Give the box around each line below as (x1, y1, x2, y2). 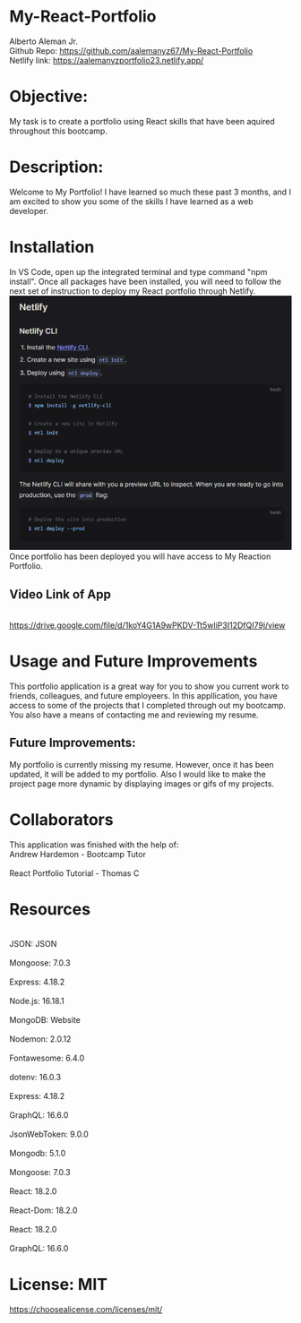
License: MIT (9, 1274, 107, 1294)
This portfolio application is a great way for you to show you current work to (9, 681, 289, 692)
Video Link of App (9, 587, 112, 602)
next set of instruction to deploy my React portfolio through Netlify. (9, 285, 256, 296)
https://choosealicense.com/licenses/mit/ (9, 1303, 163, 1314)
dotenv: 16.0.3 (9, 1071, 61, 1082)
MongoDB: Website (9, 1014, 81, 1025)
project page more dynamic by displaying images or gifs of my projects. (9, 777, 275, 789)
